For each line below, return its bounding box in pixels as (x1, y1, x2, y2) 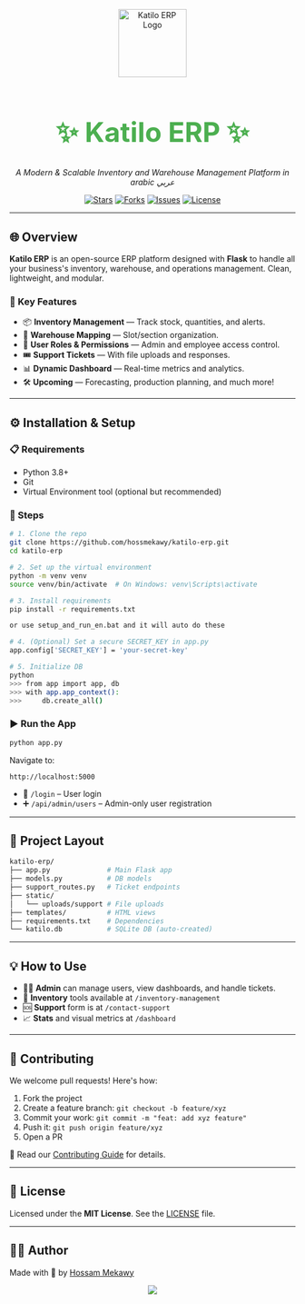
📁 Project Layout (9, 833, 104, 849)
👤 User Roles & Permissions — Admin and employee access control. (22, 339, 280, 350)
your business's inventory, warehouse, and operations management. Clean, (9, 264, 292, 274)
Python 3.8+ (22, 467, 70, 478)
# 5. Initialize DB (9, 662, 84, 672)
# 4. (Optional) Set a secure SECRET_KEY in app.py (9, 637, 209, 647)
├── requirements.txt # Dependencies (9, 916, 165, 926)
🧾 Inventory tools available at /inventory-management (22, 992, 221, 1003)
